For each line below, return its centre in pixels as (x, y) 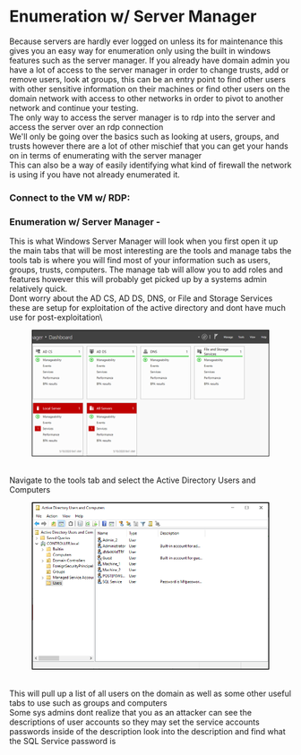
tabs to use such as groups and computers (88, 703)
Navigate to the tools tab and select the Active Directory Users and (133, 480)
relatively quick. (39, 289)
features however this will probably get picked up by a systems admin (138, 279)
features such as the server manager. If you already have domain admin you (150, 60)
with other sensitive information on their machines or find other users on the (150, 89)
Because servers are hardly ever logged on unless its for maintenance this (146, 41)
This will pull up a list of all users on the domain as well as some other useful (150, 693)
